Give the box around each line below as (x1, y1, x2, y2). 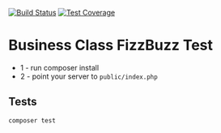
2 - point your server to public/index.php (19, 71, 158, 81)
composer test (8, 116, 57, 125)
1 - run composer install (19, 62, 100, 72)
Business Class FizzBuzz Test (8, 36, 213, 54)
